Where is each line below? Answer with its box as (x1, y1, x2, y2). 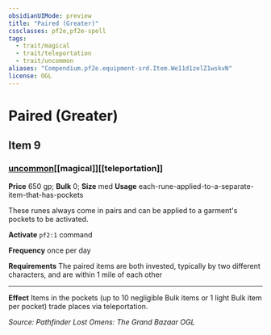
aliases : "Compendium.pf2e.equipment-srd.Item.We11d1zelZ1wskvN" (8, 65, 232, 73)
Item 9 (8, 139, 41, 153)
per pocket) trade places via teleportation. (8, 301, 148, 311)
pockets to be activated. (8, 214, 89, 224)
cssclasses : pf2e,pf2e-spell (8, 27, 106, 35)
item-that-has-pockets (8, 190, 84, 199)
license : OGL (8, 72, 52, 80)
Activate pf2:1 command (8, 229, 93, 239)
